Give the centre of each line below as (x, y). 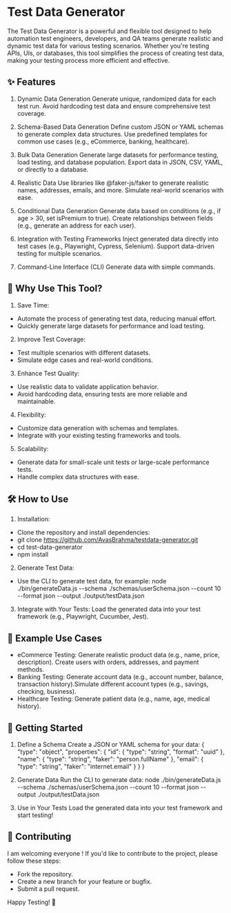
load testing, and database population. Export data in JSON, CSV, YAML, (120, 162)
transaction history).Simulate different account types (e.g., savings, (113, 684)
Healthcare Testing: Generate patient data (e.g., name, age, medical (113, 699)
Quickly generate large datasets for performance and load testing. (111, 325)
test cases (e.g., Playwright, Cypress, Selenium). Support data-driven (116, 246)
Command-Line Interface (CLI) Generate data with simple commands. (116, 267)
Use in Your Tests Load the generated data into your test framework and (120, 808)
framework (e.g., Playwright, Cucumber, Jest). (83, 616)
